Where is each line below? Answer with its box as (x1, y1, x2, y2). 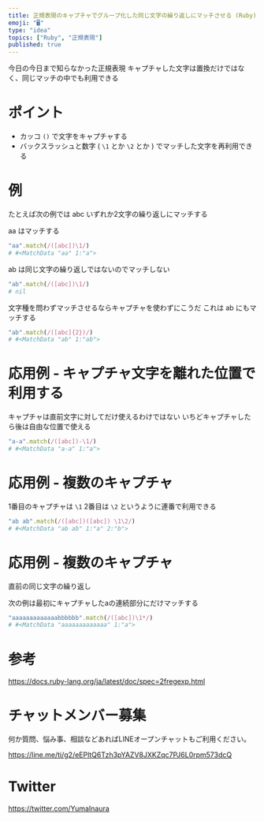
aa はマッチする (8, 226, 60, 235)
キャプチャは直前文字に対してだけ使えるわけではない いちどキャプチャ (8, 412, 238, 422)
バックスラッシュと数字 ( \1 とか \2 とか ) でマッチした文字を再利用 (19, 141, 239, 151)
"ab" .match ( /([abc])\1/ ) (8, 280, 90, 288)
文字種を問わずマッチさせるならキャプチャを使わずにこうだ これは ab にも (8, 303, 250, 312)
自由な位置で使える (28, 422, 91, 431)
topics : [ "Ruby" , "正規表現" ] (8, 33, 102, 42)
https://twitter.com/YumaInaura (8, 804, 110, 813)
